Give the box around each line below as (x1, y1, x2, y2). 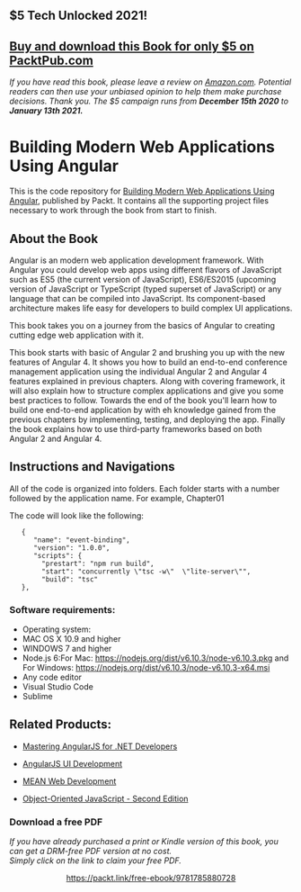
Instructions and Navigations (9, 459, 175, 474)
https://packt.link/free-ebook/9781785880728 (66, 873, 236, 884)
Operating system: (22, 624, 92, 635)
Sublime (22, 691, 53, 702)
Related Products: (9, 716, 112, 733)
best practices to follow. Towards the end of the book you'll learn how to (9, 394, 277, 405)
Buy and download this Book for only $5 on (9, 39, 254, 54)
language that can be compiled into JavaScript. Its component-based (9, 293, 266, 303)
